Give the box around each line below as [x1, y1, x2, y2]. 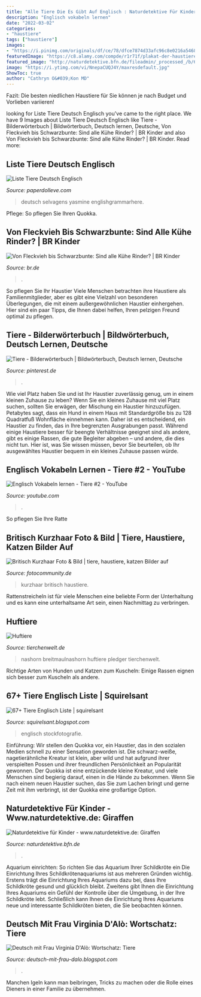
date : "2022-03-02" [6, 20, 55, 26]
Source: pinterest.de [6, 366, 57, 374]
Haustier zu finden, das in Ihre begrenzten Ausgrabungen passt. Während [6, 422, 188, 429]
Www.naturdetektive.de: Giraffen [6, 813, 134, 823]
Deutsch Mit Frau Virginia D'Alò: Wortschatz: [6, 919, 178, 929]
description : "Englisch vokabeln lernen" [6, 14, 111, 20]
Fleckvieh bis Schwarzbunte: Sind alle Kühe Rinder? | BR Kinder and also [6, 129, 185, 137]
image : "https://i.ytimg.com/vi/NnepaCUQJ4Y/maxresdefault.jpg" [6, 64, 170, 71]
